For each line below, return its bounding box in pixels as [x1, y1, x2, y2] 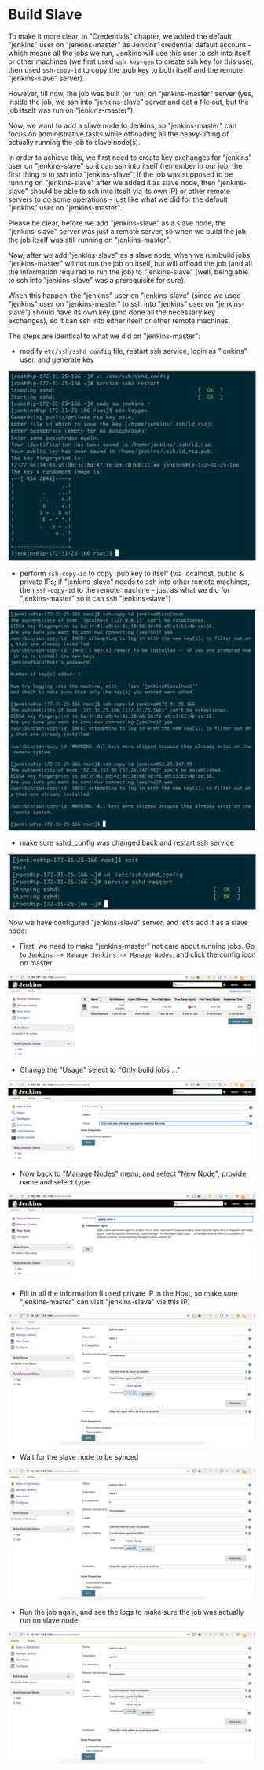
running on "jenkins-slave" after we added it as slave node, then [8, 177, 216, 187]
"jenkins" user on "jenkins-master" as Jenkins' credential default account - [8, 39, 251, 49]
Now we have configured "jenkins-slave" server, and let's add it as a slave [8, 918, 249, 928]
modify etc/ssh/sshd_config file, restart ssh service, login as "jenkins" [19, 346, 247, 355]
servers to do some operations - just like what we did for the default [8, 195, 228, 204]
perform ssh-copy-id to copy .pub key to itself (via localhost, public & [19, 568, 244, 578]
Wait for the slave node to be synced [19, 1452, 139, 1462]
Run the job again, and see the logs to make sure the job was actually [19, 1607, 244, 1616]
